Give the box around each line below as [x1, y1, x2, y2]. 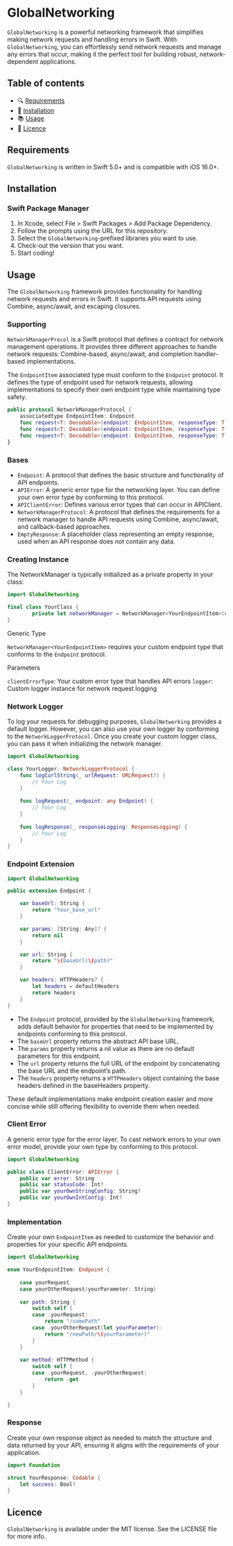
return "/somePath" [44, 1318, 101, 1325]
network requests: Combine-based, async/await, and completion [7, 350, 193, 358]
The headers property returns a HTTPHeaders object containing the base [17, 1074, 220, 1082]
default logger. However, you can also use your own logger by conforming [7, 725, 219, 733]
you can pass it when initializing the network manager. [7, 739, 163, 748]
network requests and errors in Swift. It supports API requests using [7, 295, 201, 303]
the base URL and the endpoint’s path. [17, 1066, 127, 1075]
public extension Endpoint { [7, 887, 92, 895]
